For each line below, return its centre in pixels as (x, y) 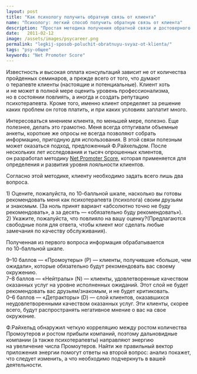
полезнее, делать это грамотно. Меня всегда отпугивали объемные (92, 127)
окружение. (21, 316)
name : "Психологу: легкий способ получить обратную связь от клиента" (94, 22)
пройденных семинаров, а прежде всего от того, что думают (83, 78)
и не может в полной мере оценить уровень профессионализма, (88, 90)
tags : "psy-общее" (29, 50)
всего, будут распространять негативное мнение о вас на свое (86, 309)
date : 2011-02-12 (30, 33)
